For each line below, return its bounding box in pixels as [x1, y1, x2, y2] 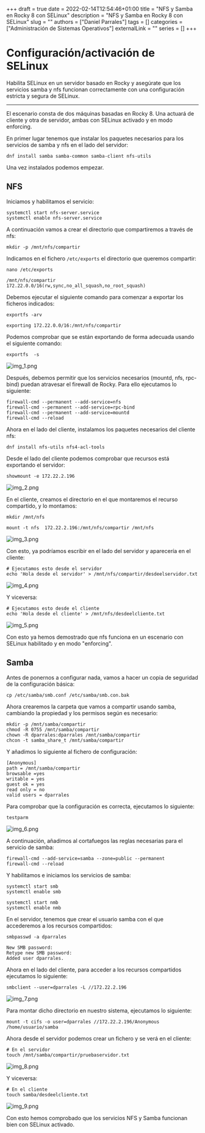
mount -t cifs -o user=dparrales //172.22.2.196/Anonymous [6, 1019, 160, 1025]
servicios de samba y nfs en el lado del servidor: [6, 141, 129, 149]
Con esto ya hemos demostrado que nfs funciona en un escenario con [6, 633, 184, 641]
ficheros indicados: [6, 300, 55, 307]
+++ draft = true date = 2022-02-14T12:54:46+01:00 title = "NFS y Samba [6, 6, 193, 12]
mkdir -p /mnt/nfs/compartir [6, 244, 81, 250]
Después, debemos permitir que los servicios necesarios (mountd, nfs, [6, 374, 185, 381]
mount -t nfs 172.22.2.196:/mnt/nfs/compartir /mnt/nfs [6, 524, 154, 531]
